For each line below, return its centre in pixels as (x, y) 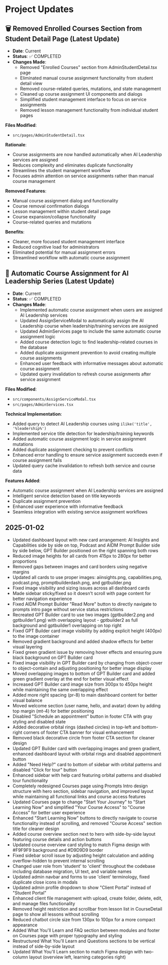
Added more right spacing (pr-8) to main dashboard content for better (85, 695)
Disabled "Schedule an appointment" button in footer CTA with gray (82, 716)
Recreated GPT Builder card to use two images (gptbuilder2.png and (83, 615)
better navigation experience (42, 599)
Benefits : (15, 232)
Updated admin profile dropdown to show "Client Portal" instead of (82, 887)
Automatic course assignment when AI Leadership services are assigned (88, 490)
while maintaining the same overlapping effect (60, 689)
